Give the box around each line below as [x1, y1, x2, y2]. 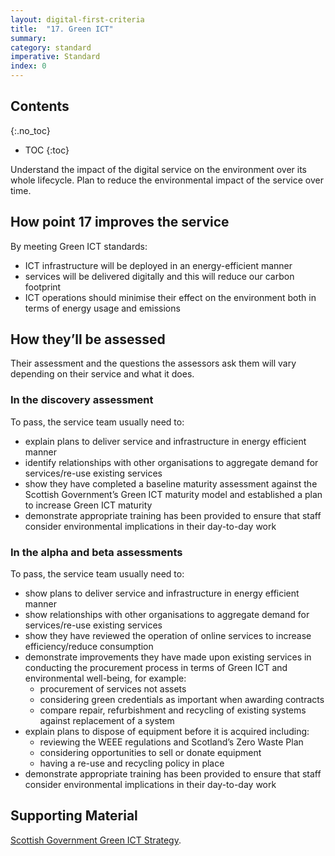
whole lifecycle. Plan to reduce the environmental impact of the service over [10, 174, 324, 186]
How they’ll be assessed [10, 331, 166, 348]
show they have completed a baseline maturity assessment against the [24, 477, 318, 490]
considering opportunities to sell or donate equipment [39, 747, 262, 759]
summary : [10, 33, 47, 43]
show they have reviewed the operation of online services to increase [24, 630, 312, 642]
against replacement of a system [39, 715, 175, 727]
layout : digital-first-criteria [10, 14, 145, 25]
